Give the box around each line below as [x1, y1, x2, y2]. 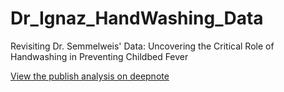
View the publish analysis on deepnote [10, 70, 170, 82]
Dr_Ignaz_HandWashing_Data [10, 7, 264, 30]
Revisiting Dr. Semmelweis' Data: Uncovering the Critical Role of [10, 40, 275, 52]
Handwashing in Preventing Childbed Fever [10, 50, 189, 62]
